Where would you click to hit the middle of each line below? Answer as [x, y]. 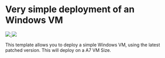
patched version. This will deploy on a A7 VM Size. [58, 50]
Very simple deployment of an [70, 9]
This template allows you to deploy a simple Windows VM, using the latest [83, 45]
